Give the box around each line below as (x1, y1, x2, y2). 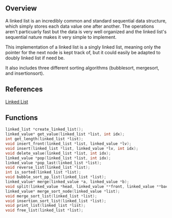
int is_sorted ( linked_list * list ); (5, 170, 81, 175)
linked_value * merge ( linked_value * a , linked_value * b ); (5, 179, 130, 185)
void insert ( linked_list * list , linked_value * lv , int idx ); (5, 146, 139, 151)
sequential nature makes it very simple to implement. (5, 34, 117, 40)
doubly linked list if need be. (5, 55, 65, 61)
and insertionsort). (5, 70, 45, 76)
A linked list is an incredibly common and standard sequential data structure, (5, 17, 167, 24)
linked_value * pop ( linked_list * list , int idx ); (5, 156, 111, 161)
